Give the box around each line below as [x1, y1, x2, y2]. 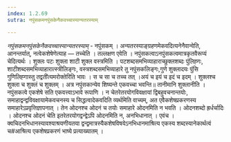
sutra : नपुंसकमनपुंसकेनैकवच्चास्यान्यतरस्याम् [7, 17, 98, 23]
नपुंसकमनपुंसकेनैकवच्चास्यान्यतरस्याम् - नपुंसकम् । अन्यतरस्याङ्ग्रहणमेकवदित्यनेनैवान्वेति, [7, 41, 201, 50]
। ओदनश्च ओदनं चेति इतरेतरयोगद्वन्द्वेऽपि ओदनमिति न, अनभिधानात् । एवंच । [7, 111, 175, 119]
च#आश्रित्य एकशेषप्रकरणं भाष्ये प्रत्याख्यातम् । [7, 127, 104, 135]
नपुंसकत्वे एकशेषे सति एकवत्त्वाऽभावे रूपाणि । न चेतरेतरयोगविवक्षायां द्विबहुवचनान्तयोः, [7, 88, 188, 97]
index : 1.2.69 [7, 10, 48, 17]
